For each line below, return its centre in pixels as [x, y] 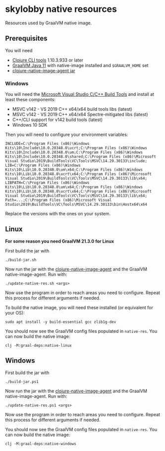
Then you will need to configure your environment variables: [67, 134]
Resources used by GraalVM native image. [49, 23]
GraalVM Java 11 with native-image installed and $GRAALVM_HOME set [80, 65]
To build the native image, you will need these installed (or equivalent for [79, 307]
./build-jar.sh [21, 260]
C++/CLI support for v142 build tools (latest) [57, 120]
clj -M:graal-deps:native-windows [41, 444]
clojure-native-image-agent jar [44, 70]
